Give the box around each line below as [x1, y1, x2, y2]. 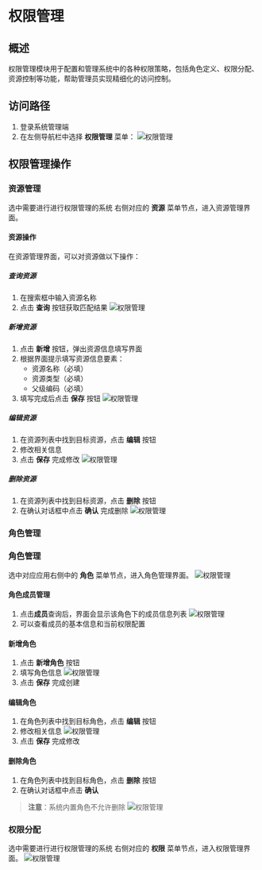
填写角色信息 [19, 668, 62, 678]
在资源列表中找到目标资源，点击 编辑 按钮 [19, 435, 156, 444]
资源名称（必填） [31, 363, 88, 373]
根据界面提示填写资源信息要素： [19, 354, 125, 363]
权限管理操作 [8, 157, 71, 171]
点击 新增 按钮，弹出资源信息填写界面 [19, 343, 143, 354]
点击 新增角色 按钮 [19, 658, 80, 667]
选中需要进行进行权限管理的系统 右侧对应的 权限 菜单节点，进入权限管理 [8, 843, 244, 853]
